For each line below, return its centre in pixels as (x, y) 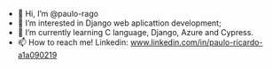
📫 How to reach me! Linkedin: (73, 42)
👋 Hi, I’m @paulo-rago (58, 14)
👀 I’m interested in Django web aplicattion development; (119, 23)
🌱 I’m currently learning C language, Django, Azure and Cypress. (136, 32)
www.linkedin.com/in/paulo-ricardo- (196, 42)
